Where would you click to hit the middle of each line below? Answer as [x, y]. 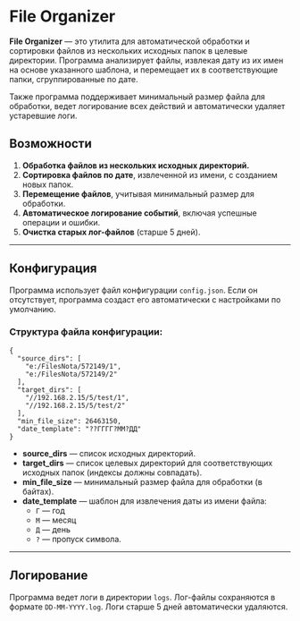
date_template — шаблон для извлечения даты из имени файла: [145, 501]
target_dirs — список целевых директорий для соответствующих [147, 463]
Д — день [53, 529]
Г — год [50, 510]
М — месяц [56, 520]
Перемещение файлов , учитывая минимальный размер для [138, 193]
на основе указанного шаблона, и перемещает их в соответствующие [144, 70]
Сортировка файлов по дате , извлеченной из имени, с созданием [150, 174]
